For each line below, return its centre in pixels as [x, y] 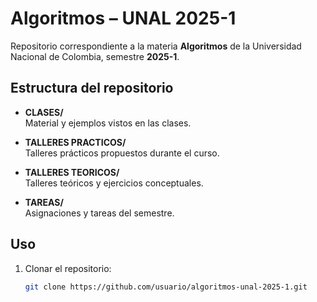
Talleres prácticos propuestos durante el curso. [122, 153]
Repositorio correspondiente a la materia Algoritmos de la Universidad [156, 46]
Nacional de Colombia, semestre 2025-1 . [95, 56]
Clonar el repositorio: [68, 268]
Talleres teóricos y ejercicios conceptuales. [114, 183]
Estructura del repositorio [92, 88]
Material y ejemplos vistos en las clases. [108, 123]
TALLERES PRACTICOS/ [75, 142]
